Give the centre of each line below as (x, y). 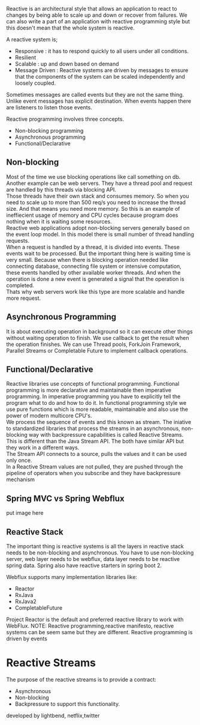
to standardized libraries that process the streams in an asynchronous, (93, 428)
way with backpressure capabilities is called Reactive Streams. (106, 435)
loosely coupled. (35, 83)
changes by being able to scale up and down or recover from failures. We (97, 15)
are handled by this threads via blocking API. (61, 189)
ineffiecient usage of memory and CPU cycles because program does (92, 215)
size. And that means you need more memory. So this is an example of (93, 208)
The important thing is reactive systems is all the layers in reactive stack (95, 547)
